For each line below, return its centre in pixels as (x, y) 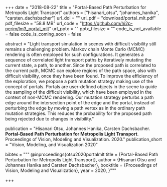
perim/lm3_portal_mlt (27, 29)
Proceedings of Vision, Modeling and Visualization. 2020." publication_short (83, 139)
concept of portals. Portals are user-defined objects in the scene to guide (81, 87)
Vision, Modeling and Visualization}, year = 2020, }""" (61, 170)
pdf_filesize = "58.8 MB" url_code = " (44, 23)
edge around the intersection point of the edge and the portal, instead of (80, 103)
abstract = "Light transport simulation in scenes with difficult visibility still (81, 44)
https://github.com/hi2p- (107, 23)
